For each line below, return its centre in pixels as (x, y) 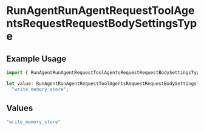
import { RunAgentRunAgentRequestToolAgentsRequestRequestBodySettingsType (104, 73)
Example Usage (36, 59)
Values (20, 108)
